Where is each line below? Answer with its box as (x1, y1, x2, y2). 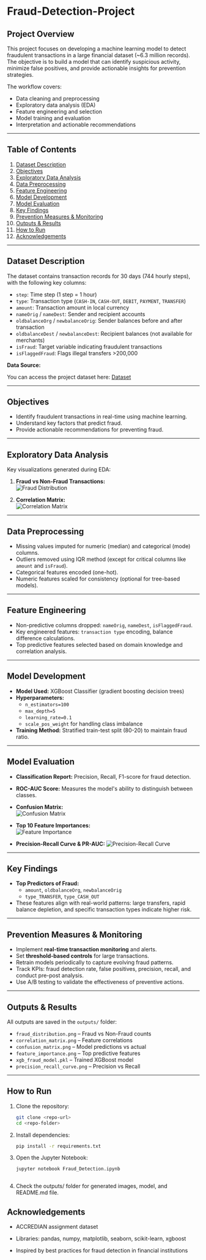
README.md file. (15, 1189, 59, 1196)
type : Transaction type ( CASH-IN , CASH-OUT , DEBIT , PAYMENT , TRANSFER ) (15, 297, 186, 304)
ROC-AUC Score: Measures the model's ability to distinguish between (15, 784, 193, 792)
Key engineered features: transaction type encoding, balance (15, 628, 173, 635)
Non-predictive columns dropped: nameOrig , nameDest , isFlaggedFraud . (15, 621, 193, 628)
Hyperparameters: (15, 694, 65, 701)
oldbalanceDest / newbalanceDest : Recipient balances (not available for (15, 330, 193, 337)
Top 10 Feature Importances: (15, 821, 91, 829)
